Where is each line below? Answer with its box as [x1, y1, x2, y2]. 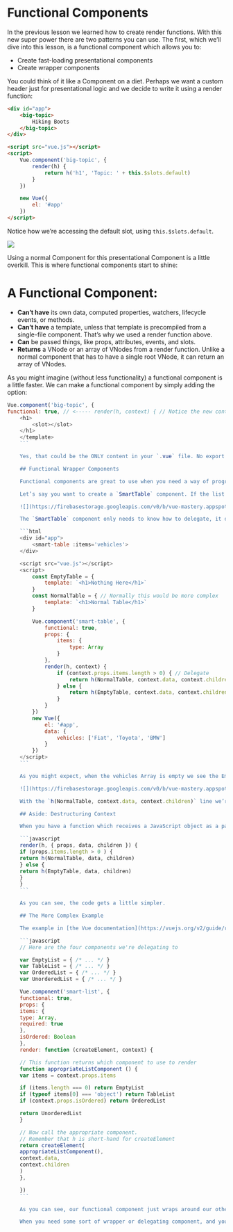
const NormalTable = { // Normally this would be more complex [32, 592, 218, 599]
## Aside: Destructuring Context [19, 810, 116, 818]
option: [7, 388, 28, 396]
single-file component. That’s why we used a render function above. [17, 330, 213, 339]
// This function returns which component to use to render [19, 1059, 197, 1066]
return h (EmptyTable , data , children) [19, 868, 132, 875]
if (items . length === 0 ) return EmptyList [19, 1085, 144, 1092]
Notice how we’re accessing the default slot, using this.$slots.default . [7, 227, 214, 235]
